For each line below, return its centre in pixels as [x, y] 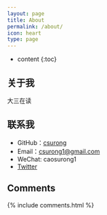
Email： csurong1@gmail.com [58, 151]
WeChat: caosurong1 [47, 159]
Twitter [27, 166]
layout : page [26, 14]
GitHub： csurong [42, 142]
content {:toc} [37, 59]
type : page [23, 40]
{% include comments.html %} [51, 205]
